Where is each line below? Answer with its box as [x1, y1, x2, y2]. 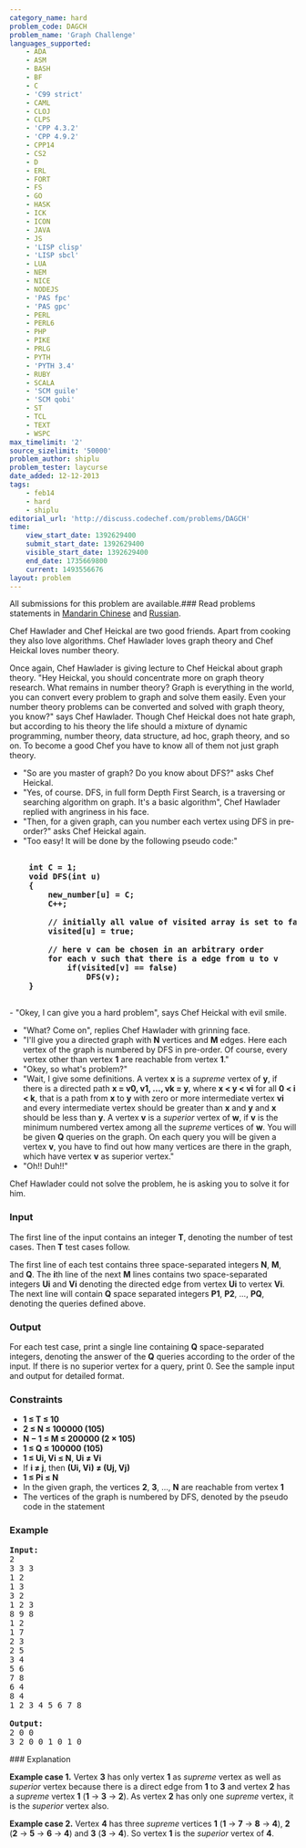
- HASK [25, 200, 51, 210]
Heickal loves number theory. [9, 645, 120, 656]
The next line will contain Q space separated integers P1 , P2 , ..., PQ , [9, 1288, 265, 1299]
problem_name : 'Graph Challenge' [9, 30, 137, 39]
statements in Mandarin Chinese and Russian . [9, 608, 181, 619]
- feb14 [25, 488, 55, 497]
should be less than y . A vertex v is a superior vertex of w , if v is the [22, 1112, 279, 1123]
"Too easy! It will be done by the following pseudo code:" [22, 836, 239, 847]
